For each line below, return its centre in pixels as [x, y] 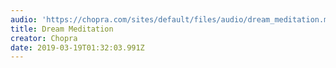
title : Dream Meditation [62, 29]
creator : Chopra [44, 38]
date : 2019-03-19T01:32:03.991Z [77, 47]
